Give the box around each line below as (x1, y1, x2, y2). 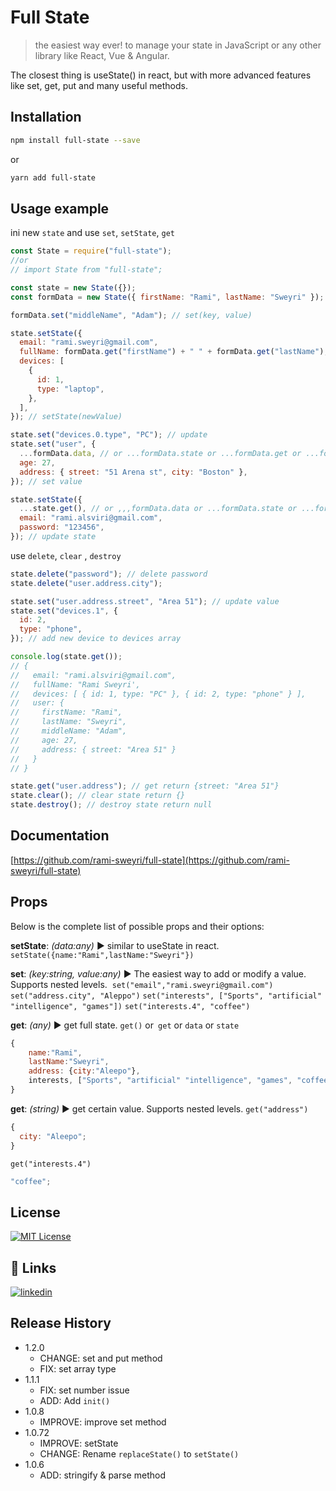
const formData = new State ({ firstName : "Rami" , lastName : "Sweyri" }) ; (10, 292, 325, 302)
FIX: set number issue (39, 1384, 130, 1396)
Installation (10, 109, 82, 126)
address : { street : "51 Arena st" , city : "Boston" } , (19, 467, 248, 477)
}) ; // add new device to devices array (10, 634, 182, 644)
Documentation (10, 827, 110, 845)
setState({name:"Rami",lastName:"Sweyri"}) (10, 950, 195, 960)
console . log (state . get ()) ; (10, 652, 123, 662)
